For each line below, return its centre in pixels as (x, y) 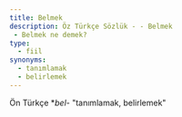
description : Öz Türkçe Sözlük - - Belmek (91, 26)
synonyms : (28, 60)
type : (20, 43)
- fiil (30, 52)
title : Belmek (36, 18)
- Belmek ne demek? (51, 34)
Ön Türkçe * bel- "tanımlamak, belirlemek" (88, 102)
